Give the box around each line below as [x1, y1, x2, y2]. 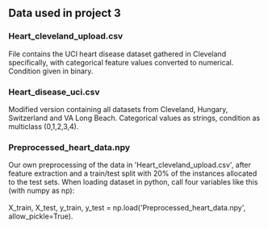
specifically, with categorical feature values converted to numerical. [8, 57, 234, 67]
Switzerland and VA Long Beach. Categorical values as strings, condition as [8, 113, 261, 123]
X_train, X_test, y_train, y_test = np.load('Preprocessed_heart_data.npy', [8, 203, 246, 213]
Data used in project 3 [8, 6, 121, 20]
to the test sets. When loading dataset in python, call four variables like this [8, 177, 258, 187]
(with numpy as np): [8, 185, 75, 196]
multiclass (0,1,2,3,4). [8, 121, 79, 131]
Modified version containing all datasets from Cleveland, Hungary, [8, 104, 228, 114]
